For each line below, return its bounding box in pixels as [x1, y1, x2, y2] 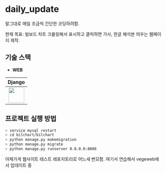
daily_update [5, 3, 59, 15]
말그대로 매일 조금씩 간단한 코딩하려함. [5, 20, 80, 26]
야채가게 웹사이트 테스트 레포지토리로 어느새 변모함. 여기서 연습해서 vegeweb [5, 156, 156, 162]
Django [7, 79, 25, 86]
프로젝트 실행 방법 [5, 114, 57, 123]
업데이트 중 [10, 162, 32, 168]
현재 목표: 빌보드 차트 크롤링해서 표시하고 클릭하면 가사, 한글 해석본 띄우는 [5, 31, 148, 37]
